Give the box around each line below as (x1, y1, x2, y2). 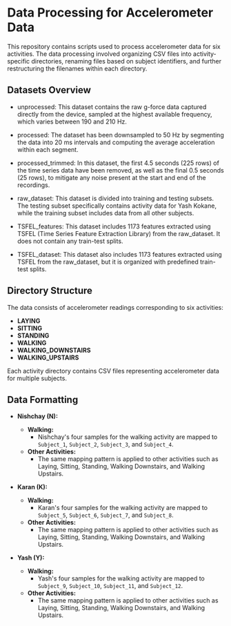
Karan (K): (17, 483, 48, 491)
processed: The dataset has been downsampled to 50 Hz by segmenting (17, 130, 224, 139)
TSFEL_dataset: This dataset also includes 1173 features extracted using (17, 250, 222, 258)
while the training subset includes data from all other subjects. (17, 208, 194, 217)
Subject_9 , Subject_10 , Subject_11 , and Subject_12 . (37, 582, 183, 590)
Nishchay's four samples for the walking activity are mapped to (37, 433, 218, 441)
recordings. (17, 181, 50, 189)
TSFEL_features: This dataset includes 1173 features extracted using (17, 222, 212, 231)
